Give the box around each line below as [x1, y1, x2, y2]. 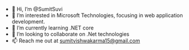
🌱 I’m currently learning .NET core [11, 24, 94, 31]
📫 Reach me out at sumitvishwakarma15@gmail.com [11, 37, 140, 44]
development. [11, 18, 45, 25]
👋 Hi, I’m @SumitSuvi [11, 6, 63, 12]
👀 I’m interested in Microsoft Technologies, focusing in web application [11, 12, 183, 19]
